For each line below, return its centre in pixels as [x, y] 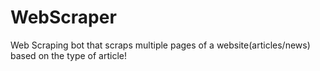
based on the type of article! [68, 55]
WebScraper [63, 17]
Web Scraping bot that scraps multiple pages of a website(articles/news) [160, 45]
